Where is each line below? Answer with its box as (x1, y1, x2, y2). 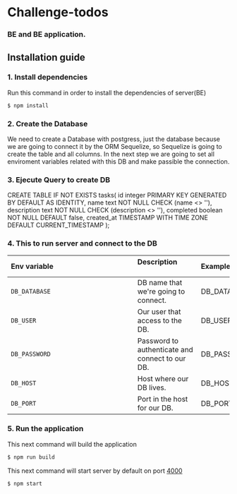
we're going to (137, 287, 186, 296)
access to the (137, 315, 182, 325)
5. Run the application (7, 424, 84, 434)
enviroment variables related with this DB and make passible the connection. (7, 157, 230, 166)
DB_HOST (11, 379, 37, 387)
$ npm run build (7, 453, 55, 461)
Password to (137, 336, 178, 346)
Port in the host (137, 394, 188, 404)
